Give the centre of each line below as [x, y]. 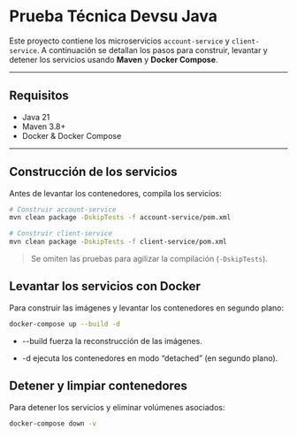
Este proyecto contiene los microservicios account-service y [119, 41]
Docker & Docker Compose [72, 135]
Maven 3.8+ [44, 126]
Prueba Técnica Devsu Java [114, 16]
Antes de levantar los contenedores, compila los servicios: [116, 193]
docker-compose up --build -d [65, 324]
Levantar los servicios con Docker [105, 286]
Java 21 [36, 117]
